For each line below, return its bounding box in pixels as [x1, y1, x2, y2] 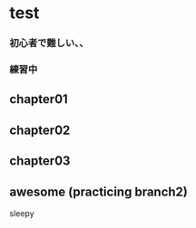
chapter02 [9, 122, 71, 138]
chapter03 [9, 153, 71, 169]
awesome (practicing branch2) [9, 184, 188, 199]
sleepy [9, 208, 34, 219]
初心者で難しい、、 [9, 37, 89, 50]
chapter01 [9, 91, 68, 107]
